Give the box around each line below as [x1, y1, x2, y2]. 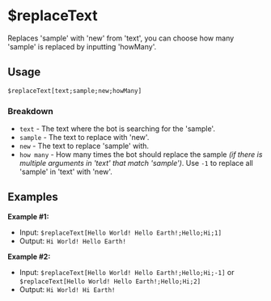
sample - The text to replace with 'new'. [19, 133, 150, 142]
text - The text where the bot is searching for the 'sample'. [19, 124, 216, 134]
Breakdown [7, 105, 53, 117]
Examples [7, 190, 58, 204]
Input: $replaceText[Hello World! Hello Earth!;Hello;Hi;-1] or [19, 267, 235, 277]
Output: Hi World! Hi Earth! [19, 284, 116, 294]
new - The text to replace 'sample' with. [19, 141, 150, 151]
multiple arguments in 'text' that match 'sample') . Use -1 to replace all [19, 159, 254, 168]
